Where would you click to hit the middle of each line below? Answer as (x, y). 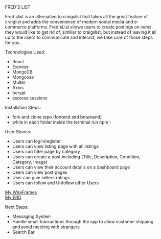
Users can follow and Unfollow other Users (56, 183)
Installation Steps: (23, 108)
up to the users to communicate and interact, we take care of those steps (79, 37)
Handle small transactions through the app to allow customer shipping (83, 222)
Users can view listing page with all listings (55, 146)
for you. (13, 43)
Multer (19, 82)
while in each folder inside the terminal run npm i (61, 122)
